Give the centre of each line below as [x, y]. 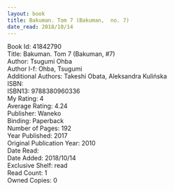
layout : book [26, 14]
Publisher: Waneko [34, 113]
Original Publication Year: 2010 [51, 143]
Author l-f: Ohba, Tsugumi [45, 69]
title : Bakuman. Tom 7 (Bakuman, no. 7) [68, 20]
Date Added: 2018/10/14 [42, 158]
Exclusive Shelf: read [37, 166]
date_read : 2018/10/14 [40, 27]
